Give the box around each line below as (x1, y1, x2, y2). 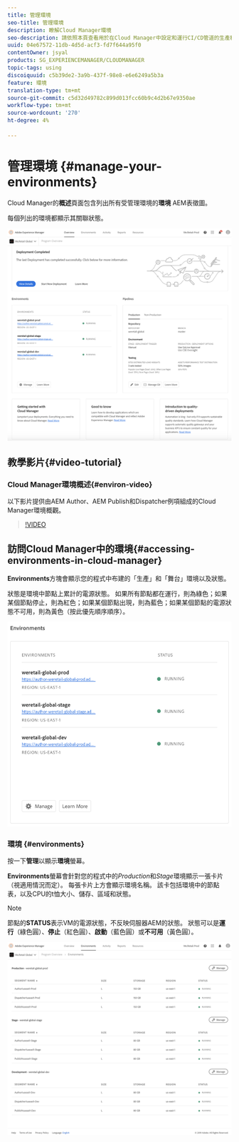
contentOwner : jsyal (7, 49, 69, 56)
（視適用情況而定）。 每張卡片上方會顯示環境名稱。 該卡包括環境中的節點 (7, 881, 220, 889)
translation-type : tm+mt (7, 86, 81, 94)
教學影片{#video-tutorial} (7, 457, 122, 469)
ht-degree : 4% (7, 117, 50, 124)
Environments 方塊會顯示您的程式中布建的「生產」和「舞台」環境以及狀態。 (7, 575, 230, 583)
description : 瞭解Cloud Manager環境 (7, 26, 112, 34)
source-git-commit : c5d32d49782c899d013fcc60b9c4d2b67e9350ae (7, 94, 196, 101)
